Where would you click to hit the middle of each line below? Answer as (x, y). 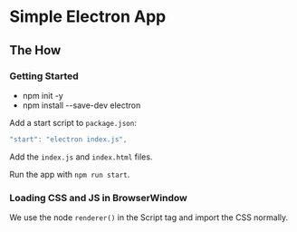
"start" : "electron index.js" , (68, 139)
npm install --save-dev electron (81, 105)
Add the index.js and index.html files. (81, 157)
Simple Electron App (88, 17)
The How (35, 50)
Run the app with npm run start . (70, 174)
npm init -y (43, 95)
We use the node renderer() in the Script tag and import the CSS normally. (149, 217)
